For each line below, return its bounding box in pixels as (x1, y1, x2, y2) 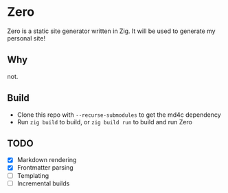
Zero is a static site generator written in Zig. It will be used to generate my (7, 27, 216, 35)
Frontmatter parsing (16, 163, 73, 172)
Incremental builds (16, 179, 70, 188)
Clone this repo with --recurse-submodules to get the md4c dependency (16, 111, 221, 119)
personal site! (7, 34, 46, 42)
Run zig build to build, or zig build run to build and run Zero (16, 117, 192, 126)
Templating (16, 171, 49, 179)
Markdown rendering (16, 156, 77, 164)
